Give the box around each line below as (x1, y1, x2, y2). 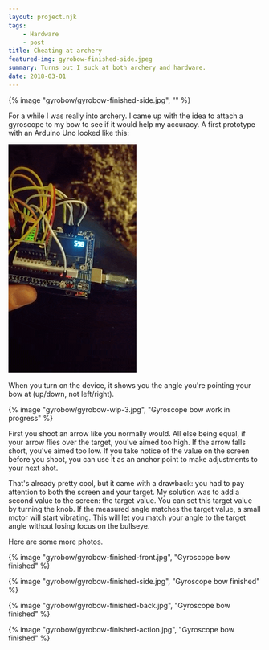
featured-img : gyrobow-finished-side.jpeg (8, 55, 153, 63)
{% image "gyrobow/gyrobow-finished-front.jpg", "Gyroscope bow (8, 552, 230, 562)
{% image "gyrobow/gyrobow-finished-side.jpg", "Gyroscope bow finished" (8, 576, 260, 586)
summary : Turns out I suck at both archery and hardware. (8, 64, 206, 72)
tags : (8, 21, 26, 30)
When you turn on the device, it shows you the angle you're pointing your (8, 380, 251, 390)
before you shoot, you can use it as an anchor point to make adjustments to (8, 454, 259, 464)
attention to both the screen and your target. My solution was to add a (8, 487, 240, 497)
